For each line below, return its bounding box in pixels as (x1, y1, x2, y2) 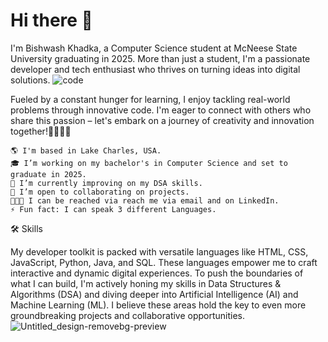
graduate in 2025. (10, 169, 87, 179)
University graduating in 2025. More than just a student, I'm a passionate (10, 52, 311, 64)
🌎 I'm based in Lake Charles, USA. (10, 145, 162, 156)
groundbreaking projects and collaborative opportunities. (10, 309, 246, 321)
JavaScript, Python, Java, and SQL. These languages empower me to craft (10, 256, 318, 268)
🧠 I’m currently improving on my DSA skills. (10, 178, 203, 188)
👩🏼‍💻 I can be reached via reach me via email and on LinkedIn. (10, 195, 280, 206)
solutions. (10, 74, 51, 86)
